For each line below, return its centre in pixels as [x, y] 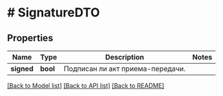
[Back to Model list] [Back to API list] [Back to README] [86, 86]
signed [22, 69]
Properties [30, 38]
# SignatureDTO [54, 13]
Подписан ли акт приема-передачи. [125, 69]
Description [125, 57]
